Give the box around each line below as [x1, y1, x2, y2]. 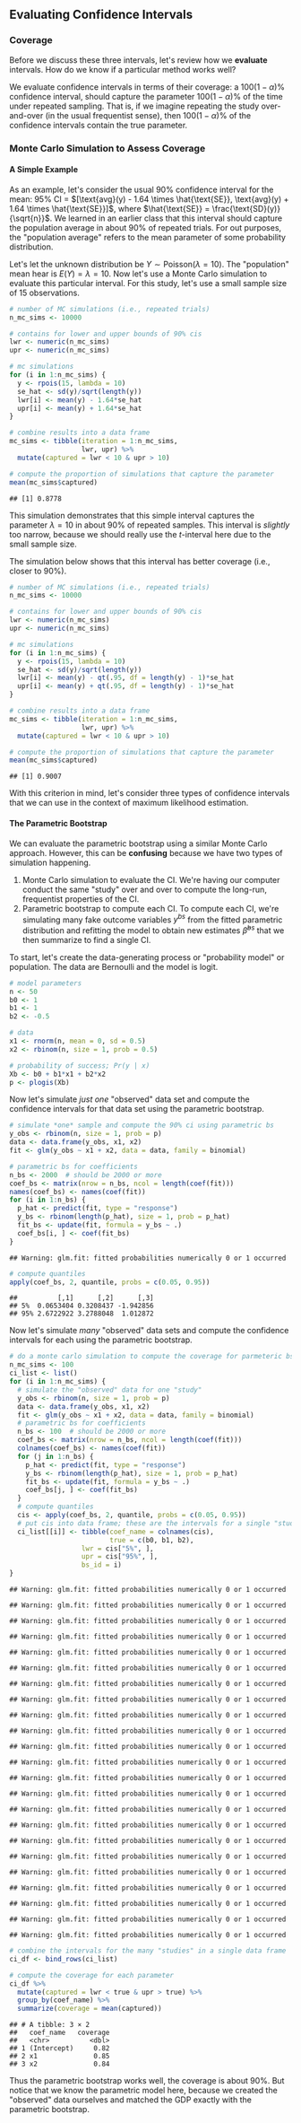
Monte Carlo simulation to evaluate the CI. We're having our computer [21, 874, 280, 885]
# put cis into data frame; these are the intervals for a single [17, 1518, 271, 1528]
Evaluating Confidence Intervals [9, 7, 193, 22]
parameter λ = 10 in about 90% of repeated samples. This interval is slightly [9, 520, 290, 530]
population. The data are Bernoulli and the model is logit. [9, 961, 219, 972]
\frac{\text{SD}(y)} [211, 203, 280, 214]
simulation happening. [9, 857, 91, 868]
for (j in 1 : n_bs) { [17, 1452, 94, 1461]
